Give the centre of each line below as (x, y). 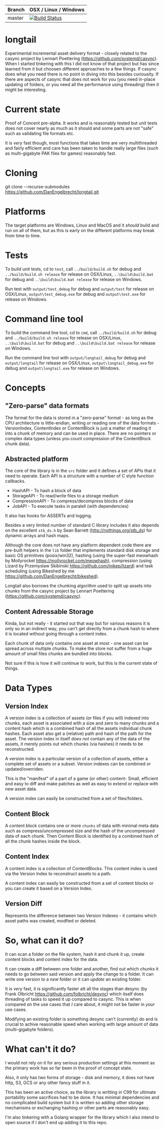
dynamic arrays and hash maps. (37, 536)
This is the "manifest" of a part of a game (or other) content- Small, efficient (82, 778)
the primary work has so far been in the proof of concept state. (69, 1068)
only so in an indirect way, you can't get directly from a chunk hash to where (82, 629)
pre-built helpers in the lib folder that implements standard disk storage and (82, 550)
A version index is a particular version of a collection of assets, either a (77, 759)
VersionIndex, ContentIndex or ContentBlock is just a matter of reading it (78, 428)
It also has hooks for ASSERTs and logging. (48, 516)
